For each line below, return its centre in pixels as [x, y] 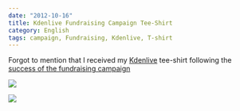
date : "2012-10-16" [41, 15]
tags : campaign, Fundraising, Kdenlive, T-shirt [90, 38]
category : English [39, 30]
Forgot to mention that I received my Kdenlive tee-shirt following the [120, 60]
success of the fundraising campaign [69, 69]
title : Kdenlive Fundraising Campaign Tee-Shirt [90, 23]
